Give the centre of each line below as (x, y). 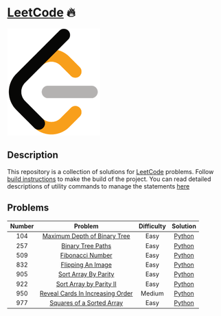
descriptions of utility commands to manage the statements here (98, 186)
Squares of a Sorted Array (86, 303)
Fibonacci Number (86, 255)
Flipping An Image (86, 265)
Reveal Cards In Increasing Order (86, 293)
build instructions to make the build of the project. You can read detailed (109, 179)
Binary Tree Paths (86, 245)
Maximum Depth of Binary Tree (86, 236)
